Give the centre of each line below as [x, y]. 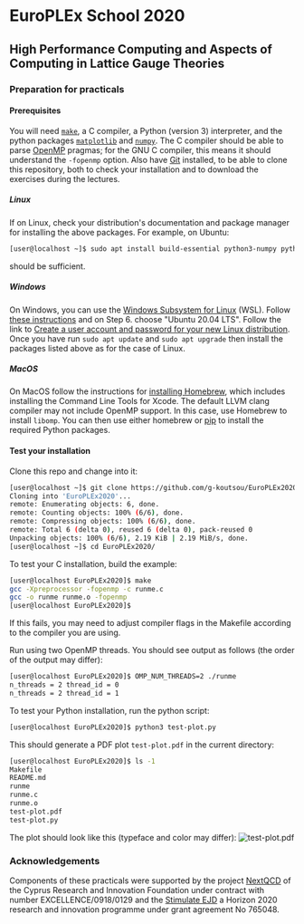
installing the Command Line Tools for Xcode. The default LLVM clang [139, 401]
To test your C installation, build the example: [94, 563]
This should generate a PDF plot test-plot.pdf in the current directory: [142, 745]
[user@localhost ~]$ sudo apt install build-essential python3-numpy [143, 249]
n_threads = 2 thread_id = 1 [64, 693]
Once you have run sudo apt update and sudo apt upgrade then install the [146, 338]
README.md [28, 778]
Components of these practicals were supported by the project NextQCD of [150, 881]
